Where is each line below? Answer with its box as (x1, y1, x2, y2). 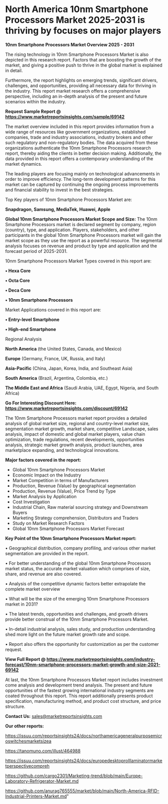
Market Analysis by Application (12, 493, 77, 499)
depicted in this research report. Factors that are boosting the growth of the (5, 56, 161, 62)
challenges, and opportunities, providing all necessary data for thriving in (5, 82, 156, 89)
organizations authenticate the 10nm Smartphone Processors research (5, 145, 151, 151)
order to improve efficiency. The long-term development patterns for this (5, 176, 155, 182)
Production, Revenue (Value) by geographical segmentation (12, 483, 136, 489)
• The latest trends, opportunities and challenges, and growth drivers (5, 611, 148, 617)
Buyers (12, 509, 28, 515)
